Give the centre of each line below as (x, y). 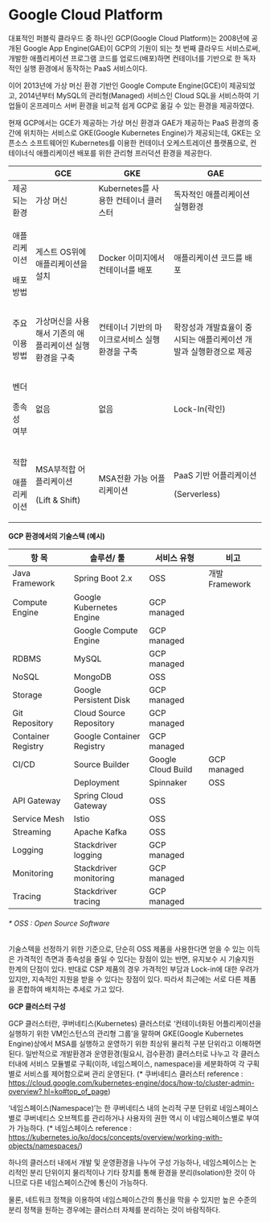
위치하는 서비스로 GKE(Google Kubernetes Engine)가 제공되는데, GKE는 (138, 133)
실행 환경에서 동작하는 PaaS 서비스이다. (85, 68)
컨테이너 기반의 (125, 327)
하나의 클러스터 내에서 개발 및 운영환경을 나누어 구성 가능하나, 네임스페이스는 (129, 1162)
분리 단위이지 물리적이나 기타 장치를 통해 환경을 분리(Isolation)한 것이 (138, 1173)
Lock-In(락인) (200, 408)
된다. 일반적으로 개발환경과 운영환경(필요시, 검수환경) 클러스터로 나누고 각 (123, 1054)
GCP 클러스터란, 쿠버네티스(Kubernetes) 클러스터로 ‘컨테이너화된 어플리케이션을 (135, 1024)
